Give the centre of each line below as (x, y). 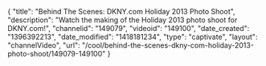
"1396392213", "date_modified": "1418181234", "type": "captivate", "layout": (133, 37)
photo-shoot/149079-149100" (57, 54)
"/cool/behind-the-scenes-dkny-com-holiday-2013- (168, 45)
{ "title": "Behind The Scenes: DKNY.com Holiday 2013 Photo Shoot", (121, 12)
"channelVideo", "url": (44, 45)
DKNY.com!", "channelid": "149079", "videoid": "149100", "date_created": (129, 28)
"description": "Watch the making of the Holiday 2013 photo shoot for (123, 20)
